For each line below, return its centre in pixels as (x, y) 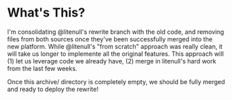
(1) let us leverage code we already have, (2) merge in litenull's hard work (112, 61)
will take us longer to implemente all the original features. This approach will (115, 54)
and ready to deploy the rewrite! (53, 89)
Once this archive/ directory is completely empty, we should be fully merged (116, 81)
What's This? (46, 13)
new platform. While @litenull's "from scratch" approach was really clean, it (115, 46)
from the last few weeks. (42, 68)
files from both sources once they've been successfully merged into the (110, 39)
